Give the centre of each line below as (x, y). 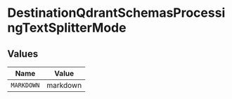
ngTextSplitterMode (67, 28)
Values (23, 54)
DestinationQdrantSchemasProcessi (116, 13)
